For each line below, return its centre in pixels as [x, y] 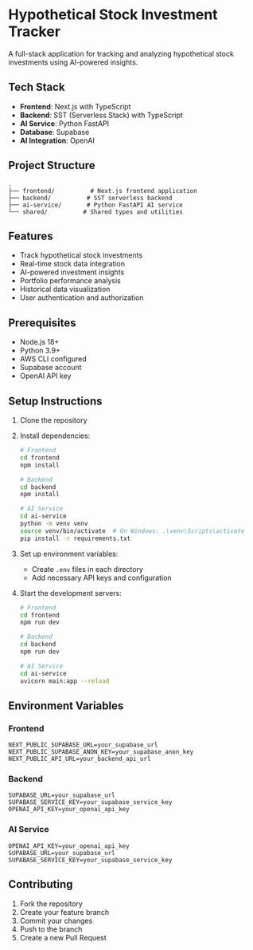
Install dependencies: [55, 436]
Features [31, 236]
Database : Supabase [54, 132]
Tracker [35, 32]
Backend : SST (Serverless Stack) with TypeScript [101, 115]
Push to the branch [51, 929]
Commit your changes [56, 920]
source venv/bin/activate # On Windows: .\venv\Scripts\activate [132, 531]
